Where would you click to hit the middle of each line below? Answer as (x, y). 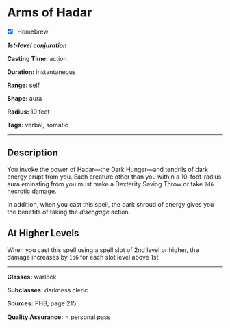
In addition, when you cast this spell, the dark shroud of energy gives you (111, 204)
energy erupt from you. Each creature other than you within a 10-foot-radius (114, 177)
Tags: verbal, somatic (38, 125)
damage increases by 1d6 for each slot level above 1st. (84, 257)
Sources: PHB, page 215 (42, 303)
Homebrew (33, 31)
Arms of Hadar (50, 13)
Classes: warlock (32, 277)
